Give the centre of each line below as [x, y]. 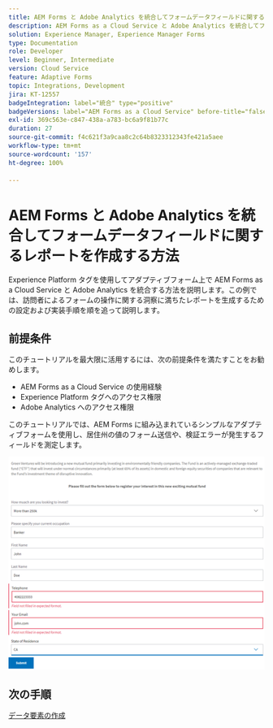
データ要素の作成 [37, 716]
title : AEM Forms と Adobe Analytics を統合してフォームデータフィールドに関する [137, 17]
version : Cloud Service [49, 69]
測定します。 [65, 445]
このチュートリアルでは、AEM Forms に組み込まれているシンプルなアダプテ [135, 425]
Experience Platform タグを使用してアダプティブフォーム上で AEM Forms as [136, 279]
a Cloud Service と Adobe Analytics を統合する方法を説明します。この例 [129, 290]
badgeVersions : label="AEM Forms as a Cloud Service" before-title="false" [139, 111]
